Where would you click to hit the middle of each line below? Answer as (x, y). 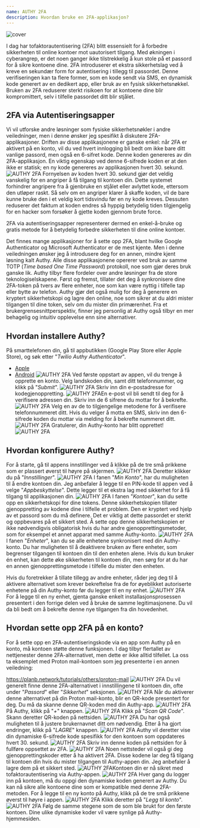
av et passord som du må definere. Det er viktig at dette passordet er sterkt (99, 515)
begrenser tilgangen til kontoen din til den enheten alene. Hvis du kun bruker (100, 553)
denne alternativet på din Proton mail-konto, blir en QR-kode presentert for (98, 698)
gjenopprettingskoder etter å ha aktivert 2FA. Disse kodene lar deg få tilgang (100, 755)
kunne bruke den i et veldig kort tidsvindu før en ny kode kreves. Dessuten (97, 199)
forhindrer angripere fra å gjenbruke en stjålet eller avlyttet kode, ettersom (97, 187)
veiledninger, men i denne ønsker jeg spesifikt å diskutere (77, 136)
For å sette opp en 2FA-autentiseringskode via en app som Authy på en (93, 642)
